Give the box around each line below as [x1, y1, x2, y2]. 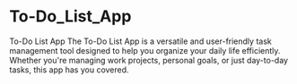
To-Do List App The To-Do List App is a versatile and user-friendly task [9, 36, 272, 46]
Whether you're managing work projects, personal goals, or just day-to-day [9, 55, 289, 65]
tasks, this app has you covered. [9, 64, 129, 75]
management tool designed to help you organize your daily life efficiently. [9, 45, 281, 55]
